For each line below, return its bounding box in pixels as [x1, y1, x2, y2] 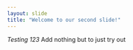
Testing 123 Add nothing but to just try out [7, 35, 126, 43]
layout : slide [7, 10, 48, 17]
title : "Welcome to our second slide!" [7, 16, 121, 23]
